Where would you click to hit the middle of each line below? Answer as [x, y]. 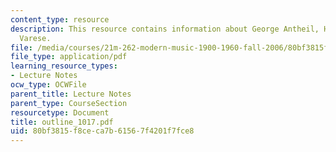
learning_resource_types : [64, 66]
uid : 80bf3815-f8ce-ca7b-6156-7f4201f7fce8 [102, 131]
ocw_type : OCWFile [48, 85]
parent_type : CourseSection [69, 103]
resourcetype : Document [60, 112]
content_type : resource [60, 19]
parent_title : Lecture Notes [71, 94]
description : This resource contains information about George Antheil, [165, 29]
